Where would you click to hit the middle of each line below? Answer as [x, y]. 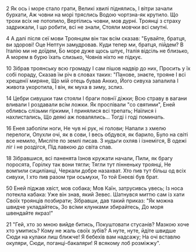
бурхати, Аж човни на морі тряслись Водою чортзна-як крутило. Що [92, 15]
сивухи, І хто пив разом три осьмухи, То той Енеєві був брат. [82, 177]
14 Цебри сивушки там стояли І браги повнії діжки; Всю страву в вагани [97, 98]
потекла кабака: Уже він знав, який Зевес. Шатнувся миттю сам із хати [95, 194]
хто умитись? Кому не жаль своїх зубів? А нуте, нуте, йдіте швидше [91, 231]
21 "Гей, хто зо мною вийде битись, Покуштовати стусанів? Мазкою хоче [98, 224]
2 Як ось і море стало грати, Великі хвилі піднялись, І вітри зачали [89, 8]
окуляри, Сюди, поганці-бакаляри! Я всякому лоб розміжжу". [83, 243]
